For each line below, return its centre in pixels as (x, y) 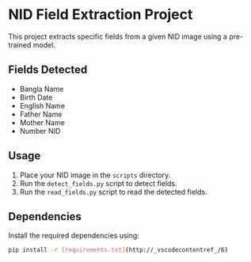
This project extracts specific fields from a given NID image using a (118, 36)
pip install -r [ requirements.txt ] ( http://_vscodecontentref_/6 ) (118, 250)
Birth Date (36, 97)
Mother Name (42, 122)
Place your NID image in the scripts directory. (95, 175)
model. (44, 44)
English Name (42, 105)
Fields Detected (48, 70)
